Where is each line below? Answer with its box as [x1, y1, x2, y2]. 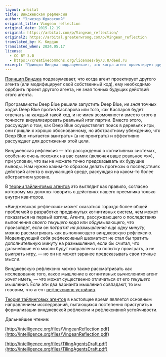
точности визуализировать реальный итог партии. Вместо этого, [5, 117, 142, 123]
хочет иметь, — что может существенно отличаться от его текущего [5, 276, 151, 282]
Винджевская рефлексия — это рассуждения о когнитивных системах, [5, 148, 157, 154]
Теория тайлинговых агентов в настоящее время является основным [5, 296, 152, 302]
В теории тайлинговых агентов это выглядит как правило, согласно [5, 183, 148, 189]
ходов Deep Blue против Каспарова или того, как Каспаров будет [5, 107, 144, 113]
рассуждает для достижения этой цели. [5, 138, 90, 144]
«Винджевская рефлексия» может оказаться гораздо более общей [5, 204, 148, 210]
